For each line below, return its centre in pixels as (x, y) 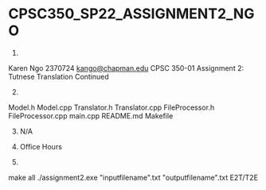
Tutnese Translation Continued (59, 76)
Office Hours (41, 146)
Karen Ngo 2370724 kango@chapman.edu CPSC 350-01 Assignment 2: (126, 68)
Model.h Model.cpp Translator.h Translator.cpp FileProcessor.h (111, 107)
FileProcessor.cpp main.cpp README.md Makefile (91, 115)
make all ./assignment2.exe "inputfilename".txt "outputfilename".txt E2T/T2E (133, 177)
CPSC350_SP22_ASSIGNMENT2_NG (131, 14)
